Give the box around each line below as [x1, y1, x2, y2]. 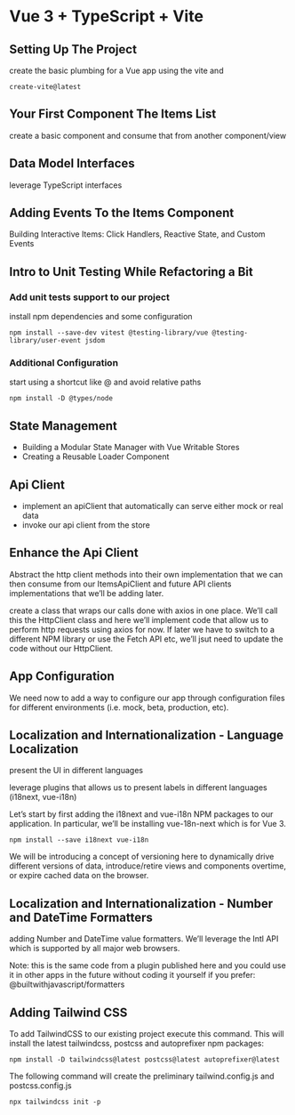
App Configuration [9, 669, 115, 684]
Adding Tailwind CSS [9, 1005, 128, 1020]
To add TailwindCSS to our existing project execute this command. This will [9, 1029, 284, 1039]
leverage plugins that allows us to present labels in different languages [9, 782, 268, 793]
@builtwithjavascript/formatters [9, 979, 125, 990]
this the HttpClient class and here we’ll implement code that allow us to [9, 614, 269, 625]
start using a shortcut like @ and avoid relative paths [9, 376, 202, 388]
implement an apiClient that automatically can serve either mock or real [21, 501, 283, 512]
